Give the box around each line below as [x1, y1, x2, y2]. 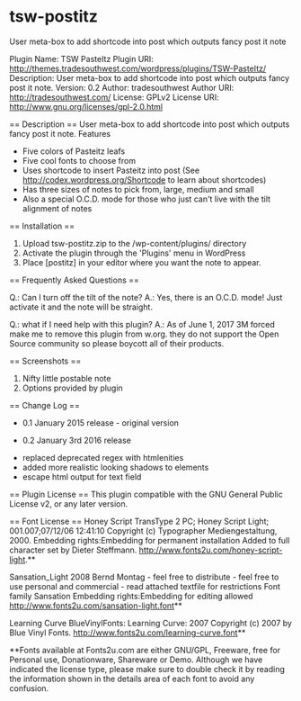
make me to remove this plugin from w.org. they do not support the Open [9, 328, 279, 339]
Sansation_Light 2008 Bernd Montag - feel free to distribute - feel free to [9, 571, 279, 582]
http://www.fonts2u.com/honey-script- [138, 544, 283, 555]
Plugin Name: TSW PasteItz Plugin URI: [9, 53, 155, 64]
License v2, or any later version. [9, 498, 128, 509]
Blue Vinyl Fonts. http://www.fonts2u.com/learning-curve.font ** [9, 627, 246, 638]
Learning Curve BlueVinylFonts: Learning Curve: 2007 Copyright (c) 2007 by [9, 617, 292, 628]
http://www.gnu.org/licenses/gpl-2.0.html [9, 101, 164, 112]
